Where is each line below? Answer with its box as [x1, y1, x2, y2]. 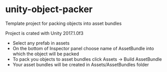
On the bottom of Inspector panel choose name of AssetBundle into [12, 45, 154, 51]
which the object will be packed [12, 51, 80, 57]
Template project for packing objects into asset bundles [5, 20, 122, 26]
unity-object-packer [5, 4, 93, 15]
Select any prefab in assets [12, 40, 70, 46]
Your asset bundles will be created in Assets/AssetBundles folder [12, 61, 149, 67]
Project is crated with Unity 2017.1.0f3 [5, 30, 84, 36]
